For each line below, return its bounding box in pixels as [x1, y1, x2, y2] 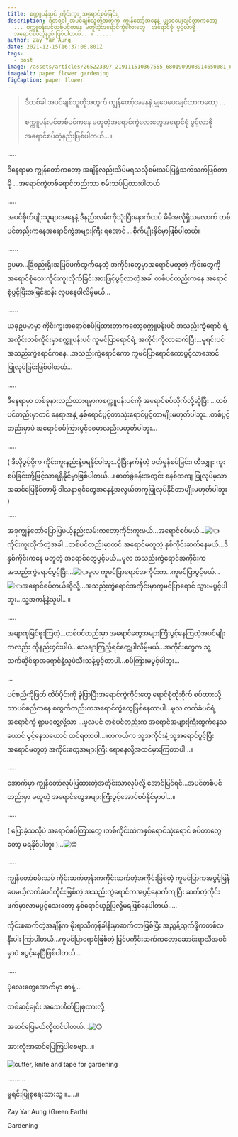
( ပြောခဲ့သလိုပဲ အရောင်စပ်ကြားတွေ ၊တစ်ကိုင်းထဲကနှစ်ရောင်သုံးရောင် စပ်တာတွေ [7, 826, 222, 835]
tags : [7, 50, 23, 57]
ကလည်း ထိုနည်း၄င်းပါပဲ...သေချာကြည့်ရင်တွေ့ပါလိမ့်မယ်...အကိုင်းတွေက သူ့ [7, 643, 211, 652]
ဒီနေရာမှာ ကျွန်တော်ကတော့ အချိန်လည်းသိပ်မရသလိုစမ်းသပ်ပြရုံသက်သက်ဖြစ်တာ [7, 165, 228, 174]
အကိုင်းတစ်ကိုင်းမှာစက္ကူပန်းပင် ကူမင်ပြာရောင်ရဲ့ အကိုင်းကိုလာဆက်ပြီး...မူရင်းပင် [7, 335, 225, 344]
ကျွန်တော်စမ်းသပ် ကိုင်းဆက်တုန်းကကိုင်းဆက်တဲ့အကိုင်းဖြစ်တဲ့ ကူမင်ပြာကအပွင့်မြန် [7, 874, 231, 882]
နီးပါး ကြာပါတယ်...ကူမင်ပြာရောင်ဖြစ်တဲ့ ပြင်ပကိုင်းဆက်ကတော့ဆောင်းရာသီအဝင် [7, 935, 227, 944]
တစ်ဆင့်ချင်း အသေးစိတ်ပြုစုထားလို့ [7, 1002, 105, 1011]
